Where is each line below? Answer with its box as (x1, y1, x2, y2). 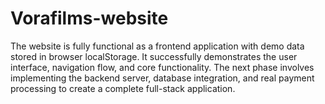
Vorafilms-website (10, 7, 169, 30)
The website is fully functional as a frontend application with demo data (10, 40, 305, 52)
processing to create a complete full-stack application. (10, 82, 236, 94)
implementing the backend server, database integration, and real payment (10, 72, 315, 84)
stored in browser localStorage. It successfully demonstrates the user (10, 50, 298, 62)
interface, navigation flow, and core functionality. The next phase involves (10, 61, 315, 73)
